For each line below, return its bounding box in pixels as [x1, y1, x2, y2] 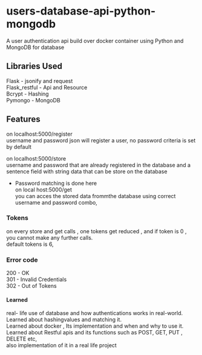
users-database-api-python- [6, 4, 156, 18]
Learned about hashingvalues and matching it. [6, 316, 122, 323]
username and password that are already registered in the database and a [6, 161, 191, 168]
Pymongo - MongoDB [6, 96, 60, 104]
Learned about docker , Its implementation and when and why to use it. [6, 322, 184, 330]
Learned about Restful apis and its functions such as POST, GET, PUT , [6, 329, 183, 336]
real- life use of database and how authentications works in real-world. [6, 310, 183, 317]
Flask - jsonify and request [6, 77, 73, 84]
